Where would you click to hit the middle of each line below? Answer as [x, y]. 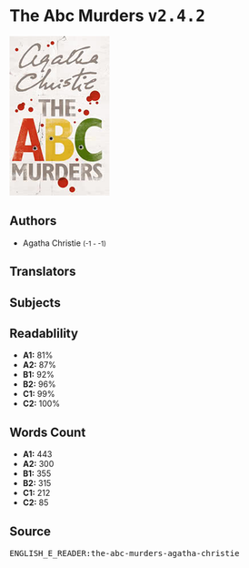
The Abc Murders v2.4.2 [108, 16]
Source [30, 531]
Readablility [44, 333]
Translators [43, 272]
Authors [33, 221]
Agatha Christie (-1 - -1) [64, 243]
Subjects [35, 303]
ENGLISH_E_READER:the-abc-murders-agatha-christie [124, 553]
